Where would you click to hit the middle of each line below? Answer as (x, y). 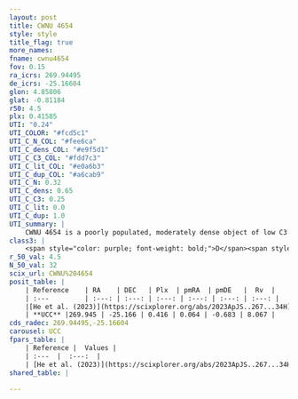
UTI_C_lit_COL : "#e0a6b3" (57, 166)
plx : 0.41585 (33, 116)
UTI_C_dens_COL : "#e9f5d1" (59, 149)
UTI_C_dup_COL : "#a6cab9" (57, 174)
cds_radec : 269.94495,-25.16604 (69, 323)
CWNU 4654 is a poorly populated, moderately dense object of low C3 (157, 232)
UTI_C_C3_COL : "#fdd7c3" (55, 158)
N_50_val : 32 (33, 266)
